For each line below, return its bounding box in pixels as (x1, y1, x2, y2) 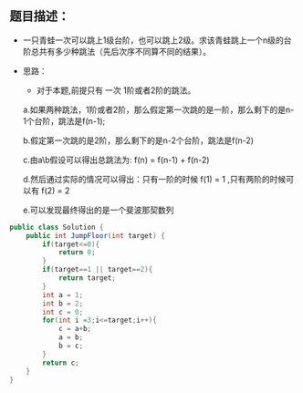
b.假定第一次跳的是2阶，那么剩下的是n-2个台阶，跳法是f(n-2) (22, 135, 254, 146)
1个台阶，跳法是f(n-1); (22, 115, 106, 126)
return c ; (42, 358, 79, 367)
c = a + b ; (57, 325, 92, 334)
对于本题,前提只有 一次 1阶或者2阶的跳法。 (36, 85, 196, 96)
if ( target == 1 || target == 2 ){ (42, 265, 153, 274)
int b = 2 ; (42, 299, 84, 308)
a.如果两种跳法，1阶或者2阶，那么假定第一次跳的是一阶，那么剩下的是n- (22, 104, 295, 115)
